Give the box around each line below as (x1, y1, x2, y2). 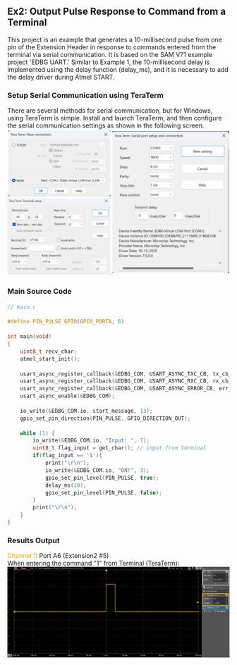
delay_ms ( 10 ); (44, 482, 87, 489)
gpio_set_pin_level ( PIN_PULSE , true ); (44, 474, 159, 481)
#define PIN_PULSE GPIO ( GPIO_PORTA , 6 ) (7, 318, 125, 325)
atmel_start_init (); (20, 355, 80, 362)
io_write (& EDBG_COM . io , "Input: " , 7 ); (32, 437, 150, 445)
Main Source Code (7, 287, 72, 297)
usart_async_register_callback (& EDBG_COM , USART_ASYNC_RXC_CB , (20, 378, 210, 385)
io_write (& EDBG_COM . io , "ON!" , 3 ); (44, 466, 150, 474)
